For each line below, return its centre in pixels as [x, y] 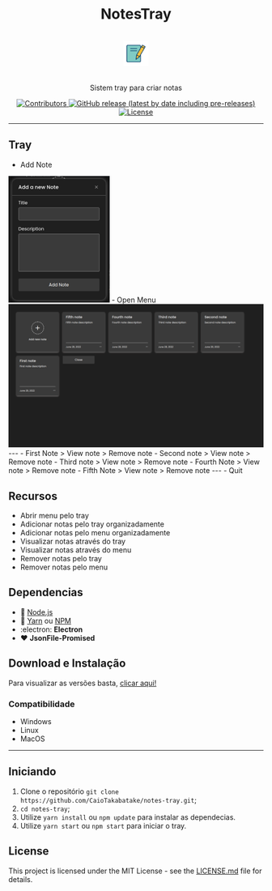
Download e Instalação [67, 664]
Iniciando [32, 772]
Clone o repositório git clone [69, 791]
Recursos [33, 496]
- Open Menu [134, 300]
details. [21, 879]
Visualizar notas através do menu [76, 550]
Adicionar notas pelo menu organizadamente [95, 533]
